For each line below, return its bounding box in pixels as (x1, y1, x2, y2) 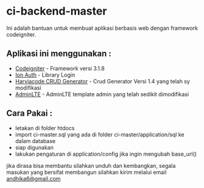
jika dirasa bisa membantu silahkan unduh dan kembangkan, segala (6, 162, 176, 169)
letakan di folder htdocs (15, 124, 75, 131)
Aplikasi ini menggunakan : (6, 49, 111, 59)
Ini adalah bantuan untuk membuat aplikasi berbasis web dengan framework (6, 24, 199, 32)
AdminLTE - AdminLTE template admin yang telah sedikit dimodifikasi (15, 90, 189, 98)
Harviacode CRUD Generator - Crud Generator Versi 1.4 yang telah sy (15, 77, 191, 85)
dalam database (15, 137, 56, 144)
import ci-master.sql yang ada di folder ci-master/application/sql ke (15, 131, 185, 138)
